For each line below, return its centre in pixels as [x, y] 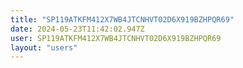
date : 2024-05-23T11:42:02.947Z [77, 29]
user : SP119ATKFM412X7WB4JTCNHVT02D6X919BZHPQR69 [116, 38]
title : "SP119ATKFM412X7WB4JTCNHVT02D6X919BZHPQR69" [122, 19]
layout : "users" [44, 47]
